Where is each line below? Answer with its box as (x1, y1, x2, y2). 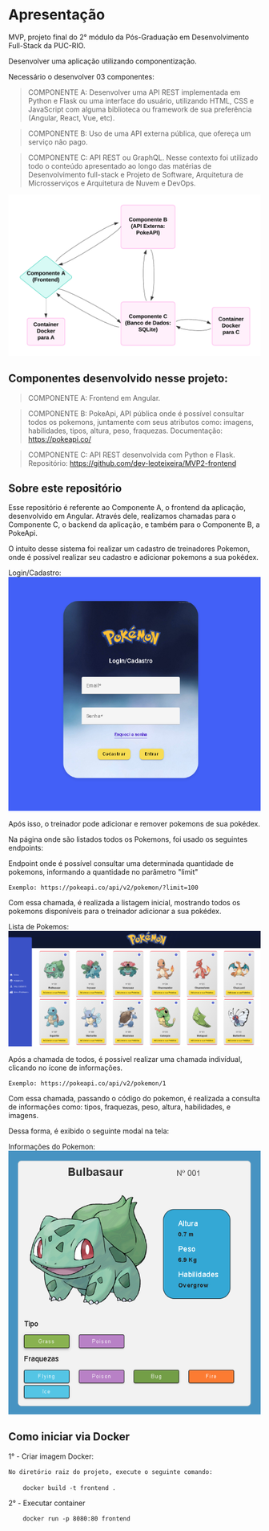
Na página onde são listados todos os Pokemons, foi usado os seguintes (8, 834, 248, 844)
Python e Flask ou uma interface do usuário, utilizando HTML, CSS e (27, 96, 255, 105)
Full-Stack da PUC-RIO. (8, 40, 86, 50)
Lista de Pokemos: (8, 921, 70, 931)
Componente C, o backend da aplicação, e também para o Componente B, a (8, 520, 260, 529)
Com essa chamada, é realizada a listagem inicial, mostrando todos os (8, 897, 241, 907)
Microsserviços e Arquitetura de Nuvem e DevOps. (27, 178, 196, 188)
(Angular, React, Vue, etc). (27, 112, 115, 122)
